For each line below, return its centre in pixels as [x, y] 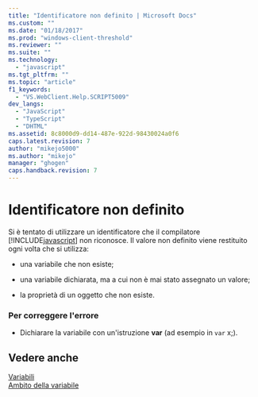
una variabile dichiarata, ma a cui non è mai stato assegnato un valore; [135, 279]
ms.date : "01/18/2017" [46, 30]
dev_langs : [26, 104]
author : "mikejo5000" [44, 148]
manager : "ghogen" [39, 164]
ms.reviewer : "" [35, 45]
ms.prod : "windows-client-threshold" [71, 38]
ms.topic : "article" [42, 82]
